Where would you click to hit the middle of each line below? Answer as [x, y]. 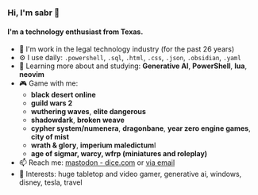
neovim [32, 75]
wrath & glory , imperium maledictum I [93, 145]
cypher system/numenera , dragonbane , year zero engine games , [141, 128]
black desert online [63, 95]
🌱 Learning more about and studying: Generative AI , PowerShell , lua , [133, 66]
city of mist [50, 137]
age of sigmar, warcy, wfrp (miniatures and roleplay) [119, 154]
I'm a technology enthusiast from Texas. [75, 32]
